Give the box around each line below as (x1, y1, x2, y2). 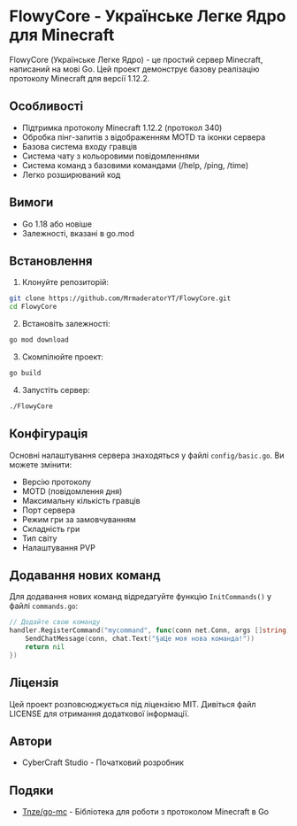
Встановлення (9, 253, 93, 268)
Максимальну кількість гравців (21, 495, 141, 506)
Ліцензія (9, 675, 59, 691)
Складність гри (21, 523, 80, 534)
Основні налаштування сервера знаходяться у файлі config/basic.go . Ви (9, 450, 285, 460)
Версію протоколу (21, 476, 92, 487)
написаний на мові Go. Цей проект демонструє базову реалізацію (9, 64, 260, 74)
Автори (9, 733, 53, 749)
